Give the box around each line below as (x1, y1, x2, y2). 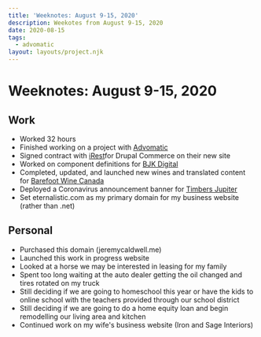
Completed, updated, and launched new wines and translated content (19, 168, 246, 177)
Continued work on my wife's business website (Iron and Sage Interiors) (19, 320, 254, 329)
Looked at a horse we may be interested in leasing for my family (19, 261, 227, 271)
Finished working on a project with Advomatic (19, 143, 168, 152)
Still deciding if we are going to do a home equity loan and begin (19, 303, 229, 313)
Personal (8, 224, 53, 237)
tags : (8, 33, 26, 42)
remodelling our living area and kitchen (19, 312, 146, 321)
